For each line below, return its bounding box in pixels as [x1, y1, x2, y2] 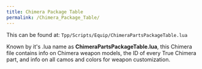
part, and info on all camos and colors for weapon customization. [6, 56, 170, 63]
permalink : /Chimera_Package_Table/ [6, 15, 100, 21]
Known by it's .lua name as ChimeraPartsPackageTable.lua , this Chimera [6, 43, 193, 50]
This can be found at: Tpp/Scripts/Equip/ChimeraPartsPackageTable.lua [6, 31, 188, 38]
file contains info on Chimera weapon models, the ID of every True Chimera [6, 49, 197, 56]
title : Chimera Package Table [6, 8, 84, 15]
